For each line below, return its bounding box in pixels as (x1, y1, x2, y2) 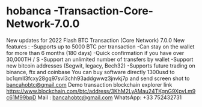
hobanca (6, 4, 52, 18)
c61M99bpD (6, 94, 37, 101)
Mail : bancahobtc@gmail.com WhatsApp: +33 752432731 (37, 94, 182, 101)
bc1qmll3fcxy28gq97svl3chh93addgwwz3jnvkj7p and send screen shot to (6, 75, 190, 82)
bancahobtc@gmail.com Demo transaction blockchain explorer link (6, 81, 173, 88)
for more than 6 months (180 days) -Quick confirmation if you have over (6, 49, 185, 56)
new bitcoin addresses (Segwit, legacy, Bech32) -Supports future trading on (6, 62, 195, 69)
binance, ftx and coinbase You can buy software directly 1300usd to (6, 68, 175, 75)
